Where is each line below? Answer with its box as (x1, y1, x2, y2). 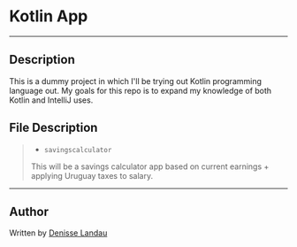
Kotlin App (9, 6, 88, 27)
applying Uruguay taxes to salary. (30, 170, 153, 181)
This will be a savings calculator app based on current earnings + (30, 161, 270, 172)
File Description (9, 120, 98, 135)
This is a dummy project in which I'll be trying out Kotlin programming (9, 75, 263, 86)
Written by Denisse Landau (9, 228, 108, 238)
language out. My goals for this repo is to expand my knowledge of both (9, 85, 272, 96)
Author (9, 204, 49, 219)
